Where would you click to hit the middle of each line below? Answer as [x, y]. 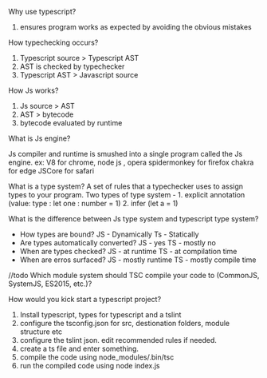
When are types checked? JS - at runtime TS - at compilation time [128, 251]
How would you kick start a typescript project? [85, 299]
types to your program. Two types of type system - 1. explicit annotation [127, 195]
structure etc [41, 332]
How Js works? [33, 90]
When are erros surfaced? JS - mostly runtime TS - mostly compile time [138, 260]
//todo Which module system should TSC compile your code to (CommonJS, [134, 275]
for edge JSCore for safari [51, 171]
